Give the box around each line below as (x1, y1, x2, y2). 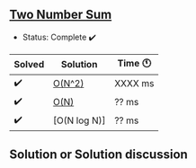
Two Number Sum (9, 7, 112, 22)
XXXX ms (113, 77, 155, 90)
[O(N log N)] (52, 114, 106, 127)
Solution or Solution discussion (9, 147, 189, 163)
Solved (13, 58, 45, 71)
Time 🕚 (117, 57, 151, 69)
